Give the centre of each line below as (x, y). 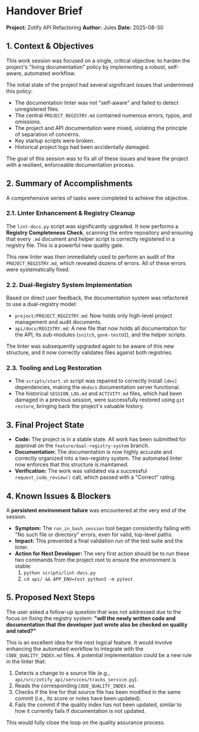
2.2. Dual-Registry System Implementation (69, 285)
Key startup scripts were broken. (55, 141)
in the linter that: (26, 661)
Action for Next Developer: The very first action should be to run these (102, 554)
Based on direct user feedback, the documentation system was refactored (97, 298)
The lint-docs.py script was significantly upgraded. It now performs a (92, 226)
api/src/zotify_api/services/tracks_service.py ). (76, 679)
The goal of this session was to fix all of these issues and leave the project (97, 158)
